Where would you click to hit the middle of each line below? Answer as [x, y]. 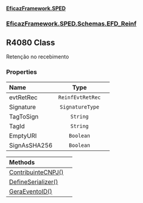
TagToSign [24, 116]
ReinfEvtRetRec [79, 97]
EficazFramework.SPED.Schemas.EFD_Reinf [71, 24]
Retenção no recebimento [38, 57]
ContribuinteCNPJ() [36, 172]
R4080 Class [30, 42]
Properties [22, 72]
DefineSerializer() [34, 182]
